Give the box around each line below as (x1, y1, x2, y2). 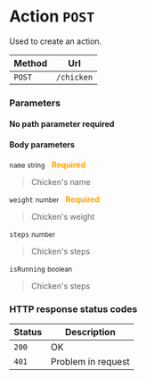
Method (13, 56, 48, 69)
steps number (9, 230, 56, 239)
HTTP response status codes (9, 302, 138, 315)
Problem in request (50, 355, 131, 367)
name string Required (9, 159, 86, 170)
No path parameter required (9, 119, 115, 130)
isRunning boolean (9, 265, 73, 274)
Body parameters (9, 139, 76, 150)
